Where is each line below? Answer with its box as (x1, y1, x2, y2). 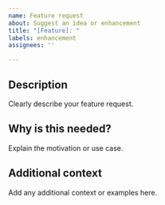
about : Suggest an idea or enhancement (8, 19, 141, 27)
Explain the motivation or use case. (8, 143, 124, 152)
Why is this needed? (8, 122, 112, 136)
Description (8, 77, 68, 92)
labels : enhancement (8, 34, 77, 42)
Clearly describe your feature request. (8, 99, 134, 108)
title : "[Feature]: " (8, 26, 81, 34)
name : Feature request (8, 11, 84, 20)
